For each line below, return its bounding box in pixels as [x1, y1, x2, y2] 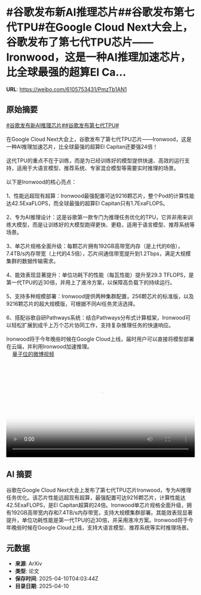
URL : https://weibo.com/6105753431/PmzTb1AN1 [6, 85, 127, 93]
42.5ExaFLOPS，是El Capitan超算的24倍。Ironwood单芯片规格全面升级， [6, 501, 187, 509]
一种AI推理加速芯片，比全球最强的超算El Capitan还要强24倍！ [6, 143, 159, 150]
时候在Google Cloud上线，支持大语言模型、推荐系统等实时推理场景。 [22, 524, 193, 531]
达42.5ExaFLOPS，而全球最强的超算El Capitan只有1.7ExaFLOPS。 [6, 199, 169, 207]
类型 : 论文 [14, 567, 39, 575]
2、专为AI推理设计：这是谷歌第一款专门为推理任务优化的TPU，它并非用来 [6, 214, 188, 221]
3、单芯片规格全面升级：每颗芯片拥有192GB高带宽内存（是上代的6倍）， [6, 242, 184, 250]
